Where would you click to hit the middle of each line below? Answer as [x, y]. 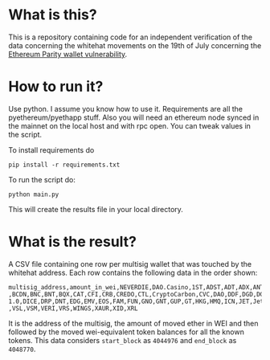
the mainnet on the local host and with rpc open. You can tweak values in [130, 125]
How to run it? [56, 87]
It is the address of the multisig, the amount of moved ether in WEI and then [133, 323]
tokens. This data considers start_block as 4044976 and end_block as [123, 340]
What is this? [53, 15]
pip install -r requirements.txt [64, 165]
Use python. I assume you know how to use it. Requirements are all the [126, 108]
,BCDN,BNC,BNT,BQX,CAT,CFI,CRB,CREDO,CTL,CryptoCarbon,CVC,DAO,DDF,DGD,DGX [138, 294]
